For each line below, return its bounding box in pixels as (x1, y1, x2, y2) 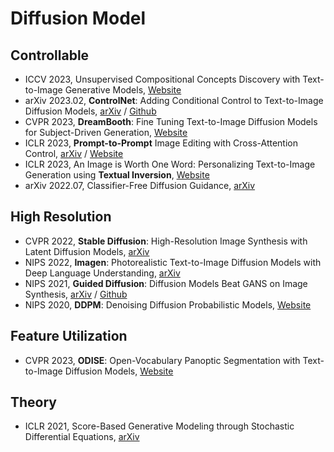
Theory (10, 394, 58, 411)
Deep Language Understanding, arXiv (24, 267, 181, 279)
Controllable (10, 47, 90, 64)
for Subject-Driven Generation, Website (24, 127, 188, 138)
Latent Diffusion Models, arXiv (24, 245, 150, 257)
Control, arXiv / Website (24, 148, 124, 159)
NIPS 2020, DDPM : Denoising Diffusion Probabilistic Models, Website (24, 298, 312, 311)
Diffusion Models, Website (64, 365, 174, 377)
